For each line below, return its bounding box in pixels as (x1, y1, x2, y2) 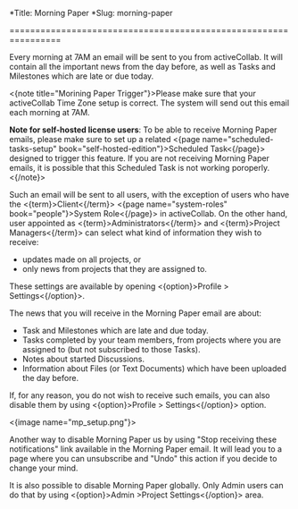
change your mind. (9, 462, 79, 473)
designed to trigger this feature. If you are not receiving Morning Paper (9, 153, 270, 164)
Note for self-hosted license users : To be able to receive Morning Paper (9, 124, 277, 135)
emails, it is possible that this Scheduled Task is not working (9, 163, 230, 173)
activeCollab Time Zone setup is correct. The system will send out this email (9, 98, 290, 108)
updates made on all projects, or (21, 254, 142, 265)
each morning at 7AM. (9, 107, 91, 117)
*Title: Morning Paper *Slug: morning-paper (9, 8, 173, 18)
